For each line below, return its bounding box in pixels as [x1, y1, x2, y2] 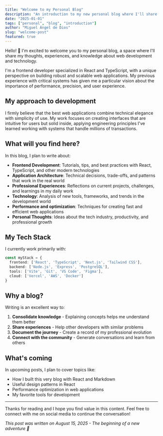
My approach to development [5, 97, 96, 105]
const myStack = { [5, 255, 42, 261]
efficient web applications [12, 209, 64, 214]
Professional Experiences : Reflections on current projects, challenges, [12, 183, 155, 189]
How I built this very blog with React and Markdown [12, 376, 115, 382]
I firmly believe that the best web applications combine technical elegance [5, 110, 154, 116]
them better [12, 319, 36, 325]
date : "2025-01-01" [5, 16, 45, 21]
